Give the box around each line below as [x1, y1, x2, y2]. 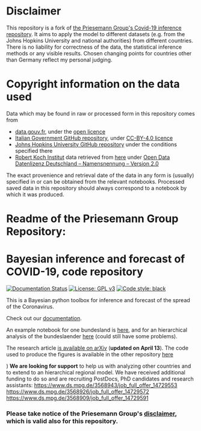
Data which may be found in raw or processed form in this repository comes [6, 110, 196, 117]
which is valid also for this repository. [6, 417, 119, 425]
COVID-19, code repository [6, 265, 143, 279]
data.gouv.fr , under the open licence [14, 128, 106, 135]
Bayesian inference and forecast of [6, 252, 185, 266]
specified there [14, 147, 53, 154]
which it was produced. [6, 191, 64, 198]
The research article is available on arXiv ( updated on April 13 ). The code [6, 344, 188, 352]
